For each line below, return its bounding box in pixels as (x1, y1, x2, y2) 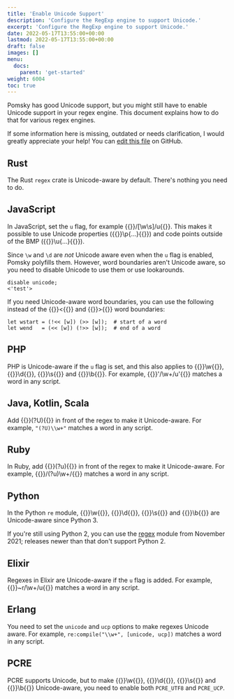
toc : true (7, 82, 36, 89)
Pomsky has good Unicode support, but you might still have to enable (7, 101, 207, 109)
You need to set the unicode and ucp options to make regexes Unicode (7, 622, 210, 630)
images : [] (7, 50, 39, 57)
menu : (7, 56, 23, 63)
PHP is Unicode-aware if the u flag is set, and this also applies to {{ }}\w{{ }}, (7, 362, 224, 371)
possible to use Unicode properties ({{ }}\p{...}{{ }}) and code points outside (7, 229, 223, 238)
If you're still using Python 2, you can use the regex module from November (7, 530, 226, 538)
